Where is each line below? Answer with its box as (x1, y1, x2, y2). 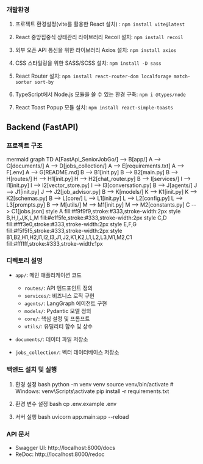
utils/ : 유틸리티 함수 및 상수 (24, 323, 93, 330)
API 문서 (6, 430, 30, 438)
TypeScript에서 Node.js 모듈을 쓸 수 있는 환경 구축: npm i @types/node (15, 90, 186, 98)
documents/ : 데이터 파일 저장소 (15, 336, 88, 343)
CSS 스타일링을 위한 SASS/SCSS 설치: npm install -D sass (15, 59, 162, 67)
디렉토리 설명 (6, 256, 43, 265)
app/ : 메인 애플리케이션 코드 (15, 271, 82, 279)
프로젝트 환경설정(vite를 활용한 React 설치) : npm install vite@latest (15, 20, 185, 28)
